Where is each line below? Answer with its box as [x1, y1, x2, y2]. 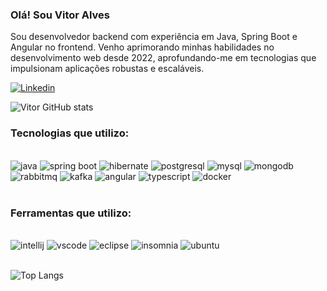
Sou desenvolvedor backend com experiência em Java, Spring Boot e [10, 31, 298, 43]
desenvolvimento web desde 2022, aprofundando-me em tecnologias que [10, 52, 317, 64]
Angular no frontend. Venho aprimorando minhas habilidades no [10, 41, 275, 53]
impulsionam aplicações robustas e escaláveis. [10, 63, 205, 75]
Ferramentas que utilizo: [10, 206, 132, 220]
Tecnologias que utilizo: [10, 126, 130, 140]
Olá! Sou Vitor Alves [10, 8, 111, 22]
